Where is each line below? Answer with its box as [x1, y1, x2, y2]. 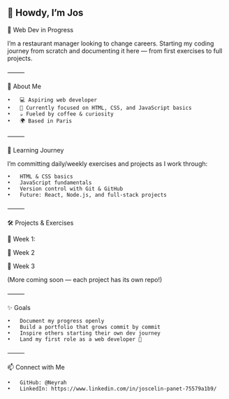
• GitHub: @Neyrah [7, 379, 68, 386]
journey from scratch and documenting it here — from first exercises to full [7, 46, 223, 55]
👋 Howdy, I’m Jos [7, 7, 84, 19]
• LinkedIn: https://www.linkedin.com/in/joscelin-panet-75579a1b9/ [7, 385, 217, 392]
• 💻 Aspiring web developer [7, 96, 98, 104]
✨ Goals [7, 303, 31, 311]
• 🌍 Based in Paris [7, 117, 73, 125]
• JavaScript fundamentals [7, 179, 92, 186]
